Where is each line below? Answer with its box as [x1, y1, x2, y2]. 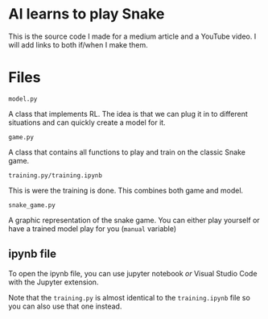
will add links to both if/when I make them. [8, 39, 149, 49]
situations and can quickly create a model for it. [8, 118, 167, 127]
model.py [8, 94, 38, 103]
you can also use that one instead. [8, 301, 122, 311]
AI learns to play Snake [8, 5, 165, 23]
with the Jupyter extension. [8, 277, 99, 287]
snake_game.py [8, 201, 56, 209]
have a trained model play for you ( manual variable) [8, 223, 177, 234]
